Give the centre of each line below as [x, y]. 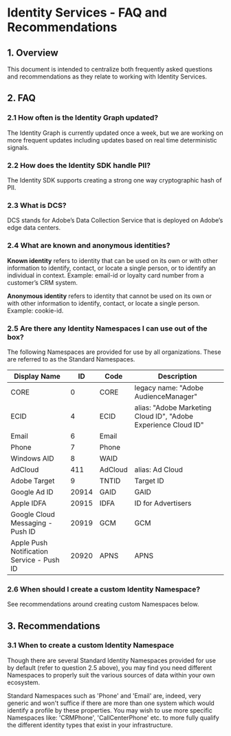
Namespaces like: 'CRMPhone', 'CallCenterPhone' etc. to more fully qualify [113, 717]
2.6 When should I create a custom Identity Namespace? [104, 589]
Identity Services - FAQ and [87, 13]
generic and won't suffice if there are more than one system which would [111, 703]
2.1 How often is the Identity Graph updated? [83, 118]
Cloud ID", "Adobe [164, 416]
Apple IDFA [29, 503]
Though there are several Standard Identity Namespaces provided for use [112, 660]
